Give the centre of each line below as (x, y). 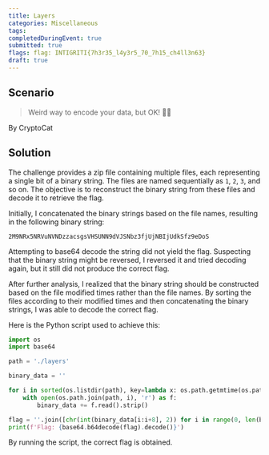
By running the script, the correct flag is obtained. (90, 442)
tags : (17, 30)
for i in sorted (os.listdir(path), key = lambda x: (93, 390)
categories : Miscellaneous (53, 23)
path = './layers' (39, 361)
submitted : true (35, 46)
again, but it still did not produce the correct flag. (89, 268)
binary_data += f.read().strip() (93, 405)
